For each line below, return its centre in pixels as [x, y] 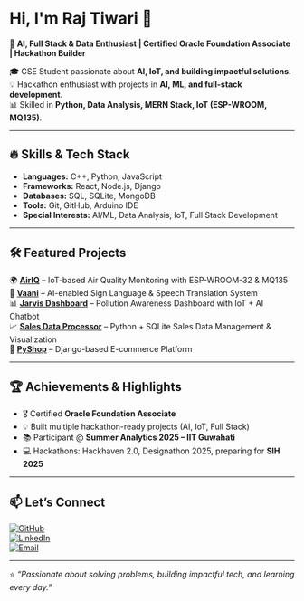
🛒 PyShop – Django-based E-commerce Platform [101, 348]
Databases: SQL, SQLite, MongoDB [89, 196]
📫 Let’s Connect [57, 502]
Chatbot [24, 316]
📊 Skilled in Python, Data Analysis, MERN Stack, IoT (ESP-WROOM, [138, 104]
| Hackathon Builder [47, 52]
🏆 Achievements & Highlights [96, 387]
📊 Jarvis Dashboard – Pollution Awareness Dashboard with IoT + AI [137, 303]
